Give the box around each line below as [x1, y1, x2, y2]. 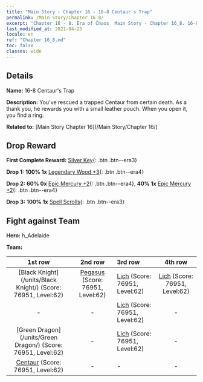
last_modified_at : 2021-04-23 [6, 25, 83, 32]
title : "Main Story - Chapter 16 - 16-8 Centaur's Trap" [6, 8, 153, 15]
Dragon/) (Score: [14, 341, 63, 349]
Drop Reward [6, 140, 56, 151]
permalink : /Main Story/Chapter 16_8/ [6, 15, 104, 21]
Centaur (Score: [16, 358, 62, 367]
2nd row [80, 258, 105, 266]
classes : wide [6, 48, 42, 54]
